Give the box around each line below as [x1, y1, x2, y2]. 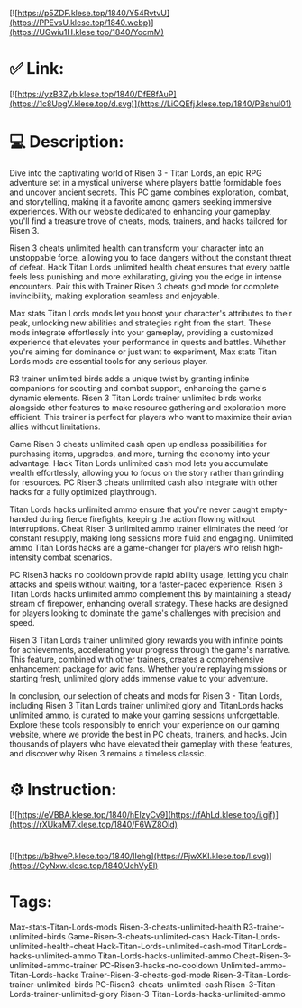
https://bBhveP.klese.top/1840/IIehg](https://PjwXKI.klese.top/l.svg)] [17, 851, 272, 861]
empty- [260, 504, 288, 515]
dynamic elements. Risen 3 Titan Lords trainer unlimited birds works [9, 392, 262, 403]
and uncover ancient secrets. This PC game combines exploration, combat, [9, 187, 289, 197]
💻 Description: [9, 132, 124, 152]
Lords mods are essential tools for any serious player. [9, 355, 208, 366]
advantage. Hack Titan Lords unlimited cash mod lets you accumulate [9, 457, 269, 468]
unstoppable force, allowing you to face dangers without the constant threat [9, 252, 292, 262]
